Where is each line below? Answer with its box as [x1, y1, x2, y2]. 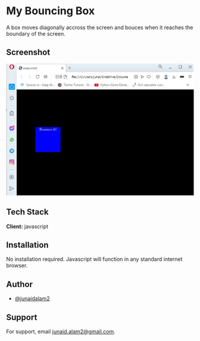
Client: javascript [6, 223, 49, 230]
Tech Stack [6, 207, 49, 217]
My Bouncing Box [6, 4, 95, 18]
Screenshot [6, 48, 51, 58]
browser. [6, 262, 28, 269]
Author [6, 279, 33, 289]
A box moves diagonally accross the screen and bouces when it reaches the [6, 24, 193, 31]
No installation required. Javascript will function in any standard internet [6, 255, 183, 263]
